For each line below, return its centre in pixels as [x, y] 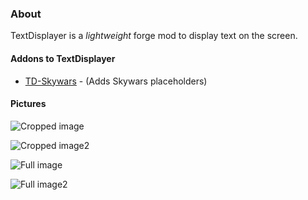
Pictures [28, 104]
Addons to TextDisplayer [63, 58]
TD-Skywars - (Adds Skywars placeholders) [116, 81]
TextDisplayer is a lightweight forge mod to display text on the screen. [154, 36]
